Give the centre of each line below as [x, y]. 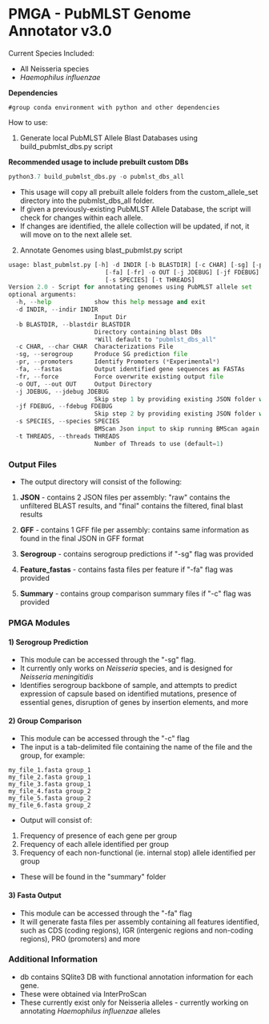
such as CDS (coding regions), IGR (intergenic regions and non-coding [137, 930]
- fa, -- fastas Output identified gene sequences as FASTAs [130, 370]
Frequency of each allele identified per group [94, 844]
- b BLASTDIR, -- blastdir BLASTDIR [73, 324]
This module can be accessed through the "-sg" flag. [108, 660]
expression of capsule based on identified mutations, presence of [128, 694]
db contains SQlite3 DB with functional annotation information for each [137, 977]
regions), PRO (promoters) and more [80, 938]
